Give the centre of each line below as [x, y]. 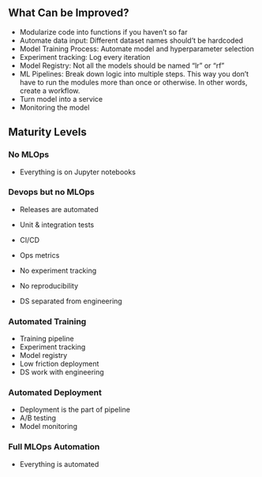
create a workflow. [50, 91]
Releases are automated [59, 209]
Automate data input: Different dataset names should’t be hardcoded [131, 40]
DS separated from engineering [71, 301]
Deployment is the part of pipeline [75, 410]
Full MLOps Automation [54, 447]
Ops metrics [39, 255]
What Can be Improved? [69, 13]
